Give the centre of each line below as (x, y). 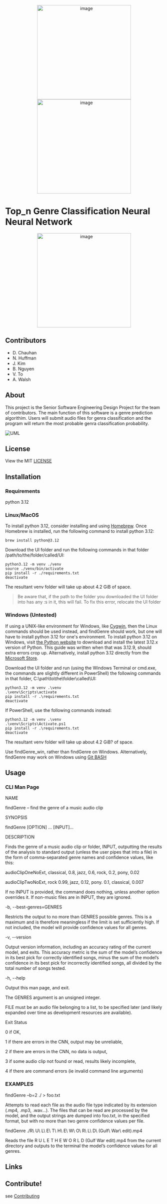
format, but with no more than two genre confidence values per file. (75, 1121)
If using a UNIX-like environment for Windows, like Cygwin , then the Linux (81, 626)
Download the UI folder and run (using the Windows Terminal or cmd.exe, (81, 668)
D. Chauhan (24, 352)
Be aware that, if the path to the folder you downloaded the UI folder (88, 597)
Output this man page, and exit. (37, 988)
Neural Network (39, 222)
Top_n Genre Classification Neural (78, 211)
